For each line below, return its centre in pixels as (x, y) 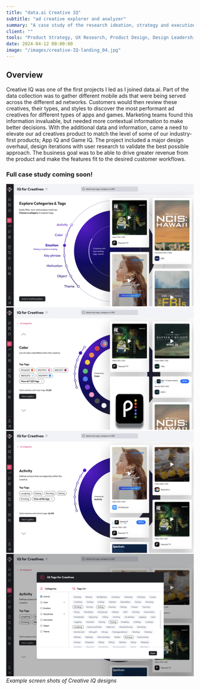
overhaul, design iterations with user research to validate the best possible (98, 146)
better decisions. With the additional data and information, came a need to (97, 127)
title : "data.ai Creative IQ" (44, 12)
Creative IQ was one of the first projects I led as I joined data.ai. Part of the (98, 89)
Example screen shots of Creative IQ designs (62, 680)
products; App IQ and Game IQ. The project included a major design (100, 140)
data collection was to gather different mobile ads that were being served (96, 96)
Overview (25, 75)
